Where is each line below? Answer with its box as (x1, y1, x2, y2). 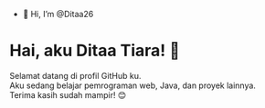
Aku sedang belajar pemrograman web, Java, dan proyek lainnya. (9, 80, 256, 91)
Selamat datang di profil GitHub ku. (9, 70, 142, 81)
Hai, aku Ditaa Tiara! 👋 (9, 41, 181, 61)
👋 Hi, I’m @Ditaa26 (22, 9, 94, 19)
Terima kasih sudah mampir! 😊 (9, 89, 127, 100)
